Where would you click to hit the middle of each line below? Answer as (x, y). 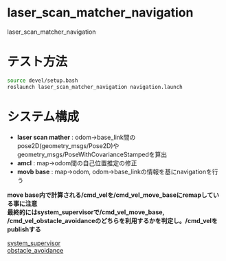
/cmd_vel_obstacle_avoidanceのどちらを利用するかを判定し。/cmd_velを (112, 220)
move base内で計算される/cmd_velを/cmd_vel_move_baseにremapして (110, 195)
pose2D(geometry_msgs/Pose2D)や (68, 145)
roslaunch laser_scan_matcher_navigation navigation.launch (95, 87)
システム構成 (43, 117)
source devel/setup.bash (43, 81)
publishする (24, 229)
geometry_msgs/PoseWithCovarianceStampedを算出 (92, 154)
